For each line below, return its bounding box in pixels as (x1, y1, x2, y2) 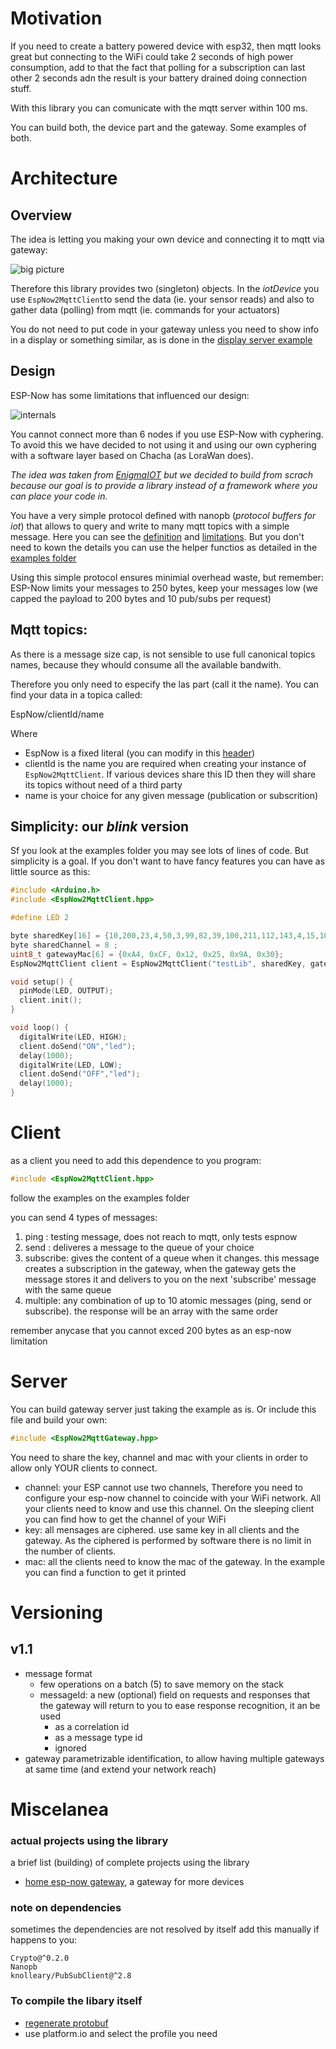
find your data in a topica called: (10, 688, 143, 701)
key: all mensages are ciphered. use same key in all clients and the (24, 1523, 300, 1536)
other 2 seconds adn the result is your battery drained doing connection (10, 72, 307, 84)
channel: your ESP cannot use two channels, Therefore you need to (24, 1481, 304, 1493)
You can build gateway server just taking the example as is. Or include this (10, 1403, 317, 1415)
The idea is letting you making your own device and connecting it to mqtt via (10, 233, 325, 245)
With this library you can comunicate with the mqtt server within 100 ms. (10, 102, 308, 114)
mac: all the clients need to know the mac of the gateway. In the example (24, 1555, 326, 1567)
